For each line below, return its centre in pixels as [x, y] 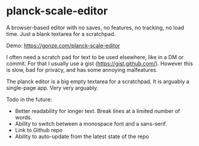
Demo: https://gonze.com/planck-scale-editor [63, 45]
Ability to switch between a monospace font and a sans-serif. [91, 123]
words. [23, 117]
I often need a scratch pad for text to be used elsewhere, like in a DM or [95, 57]
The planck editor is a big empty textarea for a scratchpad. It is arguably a [98, 81]
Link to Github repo [39, 130]
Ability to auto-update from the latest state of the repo [82, 136]
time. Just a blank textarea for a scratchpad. [61, 34]
